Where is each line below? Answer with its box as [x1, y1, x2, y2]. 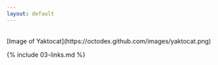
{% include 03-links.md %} [6, 50, 86, 59]
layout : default [6, 10, 54, 17]
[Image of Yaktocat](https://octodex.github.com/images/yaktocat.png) [6, 36, 212, 45]
